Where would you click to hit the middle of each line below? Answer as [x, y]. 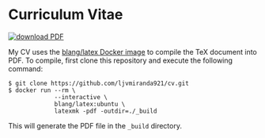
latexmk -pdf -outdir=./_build [106, 111]
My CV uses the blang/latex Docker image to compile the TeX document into [132, 52]
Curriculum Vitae [66, 15]
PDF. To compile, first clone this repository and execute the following [121, 60]
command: [26, 68]
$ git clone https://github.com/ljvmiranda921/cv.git [99, 83]
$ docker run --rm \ [42, 90]
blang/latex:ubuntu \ [90, 104]
